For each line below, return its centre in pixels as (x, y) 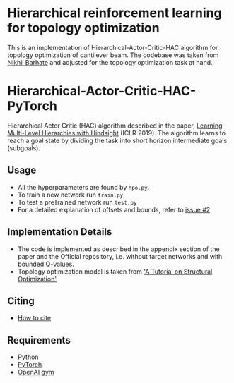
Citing (21, 301)
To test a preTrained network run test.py (77, 202)
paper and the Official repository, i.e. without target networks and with (120, 256)
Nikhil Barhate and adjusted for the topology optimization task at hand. (110, 62)
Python (28, 357)
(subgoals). (24, 148)
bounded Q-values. (46, 264)
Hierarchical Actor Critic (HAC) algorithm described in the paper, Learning (115, 126)
